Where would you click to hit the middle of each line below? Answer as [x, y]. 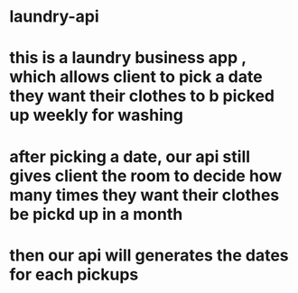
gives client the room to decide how [146, 175]
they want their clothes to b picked [142, 96]
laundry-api [54, 17]
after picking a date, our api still [130, 156]
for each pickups [74, 275]
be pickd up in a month [96, 214]
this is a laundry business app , [128, 58]
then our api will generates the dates [149, 255]
